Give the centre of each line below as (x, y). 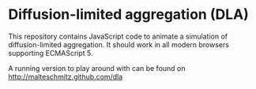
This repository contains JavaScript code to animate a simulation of (118, 36)
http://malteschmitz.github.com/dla (66, 76)
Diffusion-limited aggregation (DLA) (128, 15)
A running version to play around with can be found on (97, 68)
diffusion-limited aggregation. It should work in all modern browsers (119, 44)
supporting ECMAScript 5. (51, 53)
